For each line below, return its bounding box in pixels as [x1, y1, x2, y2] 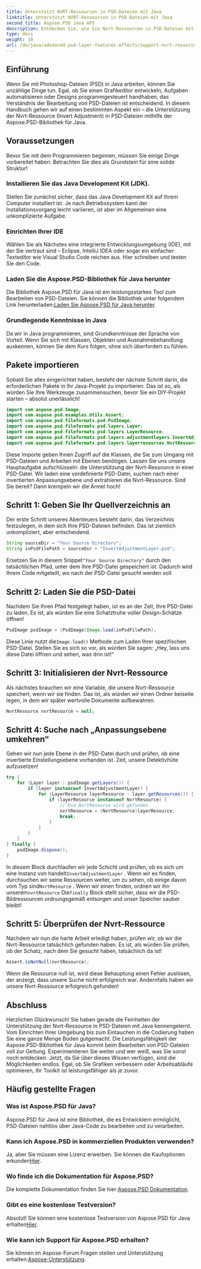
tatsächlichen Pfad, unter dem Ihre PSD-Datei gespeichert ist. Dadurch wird [6, 563, 193, 570]
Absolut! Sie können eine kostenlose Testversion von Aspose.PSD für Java [6, 1214, 190, 1222]
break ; [59, 813, 77, 819]
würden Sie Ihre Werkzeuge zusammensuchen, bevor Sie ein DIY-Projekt [6, 388, 186, 396]
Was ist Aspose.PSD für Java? [6, 1102, 96, 1111]
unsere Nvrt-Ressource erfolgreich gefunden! [6, 982, 119, 990]
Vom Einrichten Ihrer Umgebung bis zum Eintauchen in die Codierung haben [6, 1029, 194, 1036]
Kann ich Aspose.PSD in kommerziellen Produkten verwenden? [6, 1137, 194, 1146]
